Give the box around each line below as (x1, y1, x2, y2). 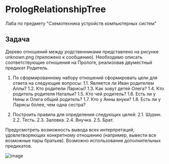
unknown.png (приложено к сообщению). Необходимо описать (5, 54, 143, 60)
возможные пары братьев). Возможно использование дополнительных (5, 137, 161, 143)
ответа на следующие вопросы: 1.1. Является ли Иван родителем (12, 80, 154, 86)
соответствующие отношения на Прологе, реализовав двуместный (5, 59, 152, 65)
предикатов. (5, 143, 32, 149)
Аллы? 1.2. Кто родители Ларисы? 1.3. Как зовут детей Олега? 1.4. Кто (12, 85, 164, 91)
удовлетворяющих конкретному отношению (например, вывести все (5, 132, 156, 138)
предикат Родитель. (5, 64, 49, 71)
